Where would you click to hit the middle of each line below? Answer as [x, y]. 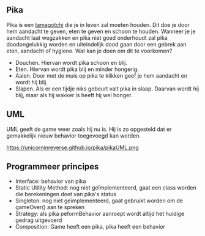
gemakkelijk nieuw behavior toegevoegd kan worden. [74, 135]
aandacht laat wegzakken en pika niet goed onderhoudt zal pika [87, 38]
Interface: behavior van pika [50, 181]
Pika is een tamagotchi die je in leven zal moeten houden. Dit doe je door [98, 24]
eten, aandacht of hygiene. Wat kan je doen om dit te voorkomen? [89, 51]
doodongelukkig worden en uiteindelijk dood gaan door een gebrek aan [96, 44]
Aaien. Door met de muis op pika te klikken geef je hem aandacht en [101, 75]
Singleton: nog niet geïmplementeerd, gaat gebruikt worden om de [99, 201]
